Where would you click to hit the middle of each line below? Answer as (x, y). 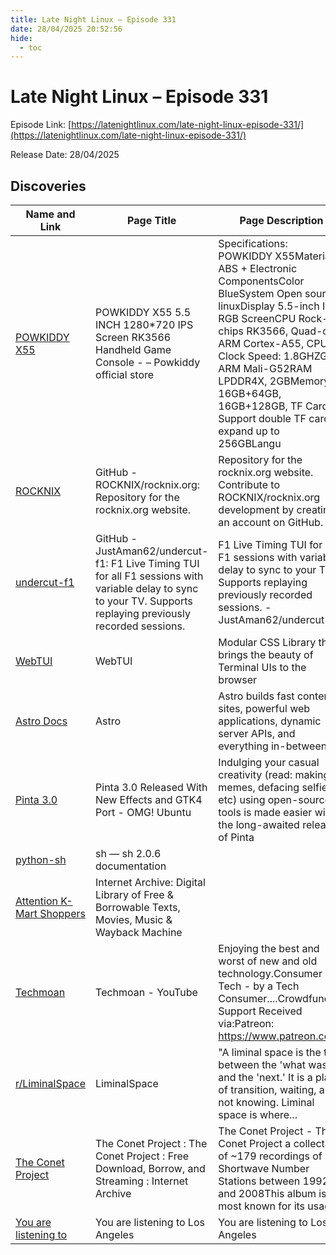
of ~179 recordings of (270, 1156)
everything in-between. (274, 746)
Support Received (260, 1011)
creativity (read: (255, 774)
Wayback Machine (139, 932)
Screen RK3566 (133, 337)
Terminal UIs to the (262, 667)
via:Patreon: (246, 1023)
